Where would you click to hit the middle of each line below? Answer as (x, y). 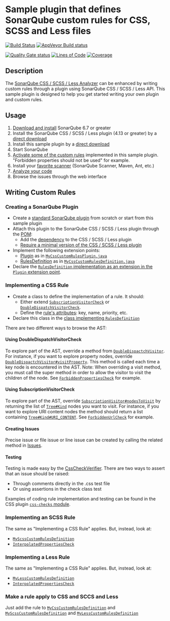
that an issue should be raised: (37, 474)
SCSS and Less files (48, 31)
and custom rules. (24, 99)
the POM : (23, 234)
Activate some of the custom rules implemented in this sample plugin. (86, 155)
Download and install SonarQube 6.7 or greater (62, 128)
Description (24, 71)
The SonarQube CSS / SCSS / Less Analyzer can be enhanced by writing (81, 83)
